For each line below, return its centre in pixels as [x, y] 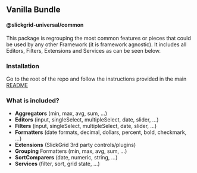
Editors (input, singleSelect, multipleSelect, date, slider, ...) [87, 120]
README [17, 85]
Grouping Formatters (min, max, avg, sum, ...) [71, 151]
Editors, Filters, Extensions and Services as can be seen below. [84, 50]
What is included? [33, 100]
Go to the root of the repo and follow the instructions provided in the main [96, 79]
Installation [23, 66]
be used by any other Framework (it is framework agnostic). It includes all [96, 44]
